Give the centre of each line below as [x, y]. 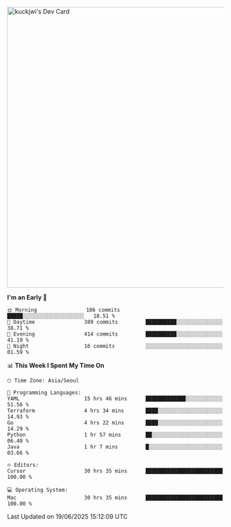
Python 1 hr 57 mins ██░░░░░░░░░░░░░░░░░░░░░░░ [115, 435]
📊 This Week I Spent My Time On [56, 365]
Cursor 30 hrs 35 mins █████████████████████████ [115, 471]
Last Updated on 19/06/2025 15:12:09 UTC [67, 516]
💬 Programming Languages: [44, 393]
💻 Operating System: [38, 490]
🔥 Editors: [23, 465]
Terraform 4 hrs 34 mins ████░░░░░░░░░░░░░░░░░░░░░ [115, 411]
